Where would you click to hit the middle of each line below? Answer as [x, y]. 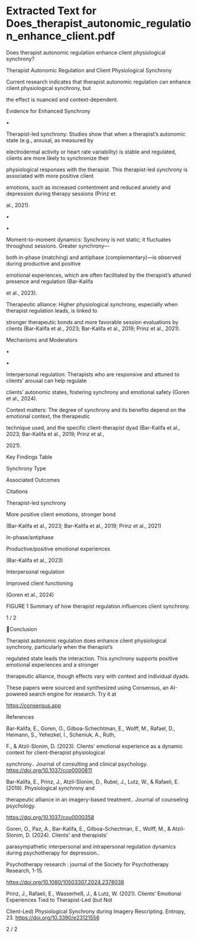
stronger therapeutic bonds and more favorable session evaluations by [92, 322]
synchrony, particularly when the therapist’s [59, 646]
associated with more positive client [50, 175]
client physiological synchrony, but [49, 88]
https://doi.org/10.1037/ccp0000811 [49, 770]
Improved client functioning [40, 583]
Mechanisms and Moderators [42, 340]
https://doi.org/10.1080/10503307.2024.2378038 [65, 882]
